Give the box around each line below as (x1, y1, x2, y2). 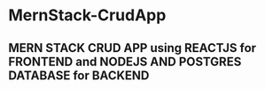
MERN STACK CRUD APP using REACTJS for (8, 41, 257, 56)
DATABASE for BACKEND (8, 68, 150, 83)
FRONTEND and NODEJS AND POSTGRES (8, 54, 242, 69)
